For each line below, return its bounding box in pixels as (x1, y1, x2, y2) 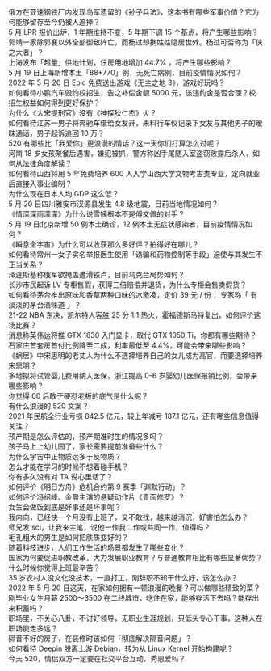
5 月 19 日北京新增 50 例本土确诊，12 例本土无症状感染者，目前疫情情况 (8, 219, 246, 229)
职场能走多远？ (8, 623, 58, 633)
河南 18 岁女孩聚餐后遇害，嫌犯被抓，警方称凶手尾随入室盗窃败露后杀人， (8, 149, 253, 158)
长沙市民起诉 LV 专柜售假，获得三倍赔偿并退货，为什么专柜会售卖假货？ (8, 280, 248, 289)
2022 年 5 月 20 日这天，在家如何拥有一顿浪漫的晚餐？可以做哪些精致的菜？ (8, 583, 261, 593)
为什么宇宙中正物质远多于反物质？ (8, 452, 122, 461)
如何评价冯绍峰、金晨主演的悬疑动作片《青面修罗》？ (8, 492, 186, 501)
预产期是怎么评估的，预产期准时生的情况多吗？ (8, 432, 164, 441)
